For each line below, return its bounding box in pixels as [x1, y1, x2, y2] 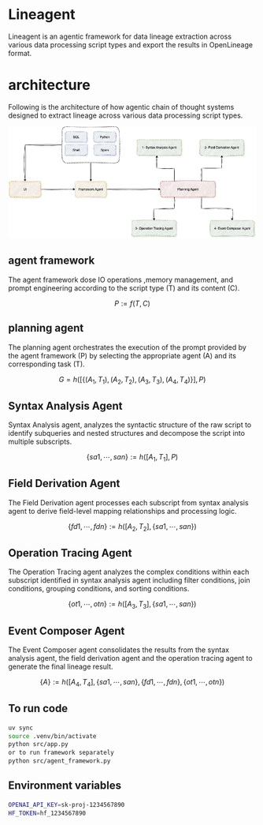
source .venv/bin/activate [8, 732, 97, 740]
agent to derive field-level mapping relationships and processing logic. [8, 506, 237, 516]
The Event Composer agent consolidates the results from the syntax [8, 645, 230, 654]
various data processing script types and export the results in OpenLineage [8, 39, 254, 49]
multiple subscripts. [8, 437, 72, 447]
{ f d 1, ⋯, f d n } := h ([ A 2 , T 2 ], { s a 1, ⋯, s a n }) [68, 521, 197, 533]
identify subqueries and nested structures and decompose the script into [8, 429, 246, 438]
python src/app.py [8, 741, 69, 748]
